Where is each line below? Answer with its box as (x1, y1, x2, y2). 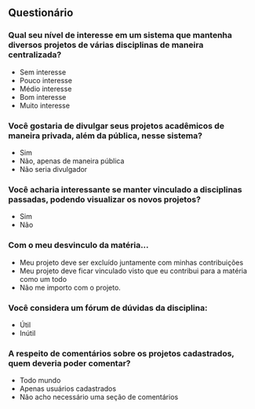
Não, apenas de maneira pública (19, 156, 125, 166)
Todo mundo (19, 376, 61, 385)
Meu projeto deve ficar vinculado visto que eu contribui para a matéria (19, 266, 247, 276)
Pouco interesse (19, 75, 73, 85)
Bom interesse (19, 92, 67, 101)
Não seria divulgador (19, 164, 88, 173)
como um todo (19, 274, 67, 283)
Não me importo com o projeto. (19, 283, 122, 292)
